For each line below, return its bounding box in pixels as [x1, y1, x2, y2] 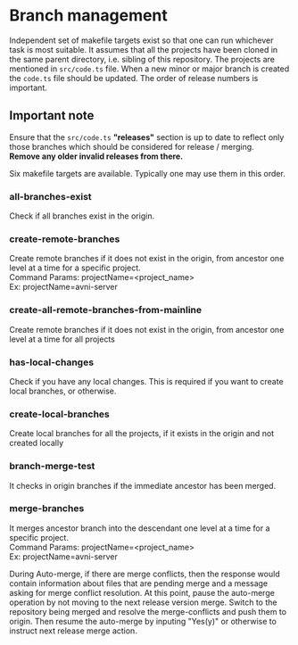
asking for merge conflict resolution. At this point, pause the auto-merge [9, 587, 275, 598]
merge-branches [9, 502, 85, 515]
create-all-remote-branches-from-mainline [9, 304, 203, 317]
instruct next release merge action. [9, 625, 138, 636]
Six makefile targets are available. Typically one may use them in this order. [9, 168, 286, 178]
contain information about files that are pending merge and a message [9, 577, 269, 589]
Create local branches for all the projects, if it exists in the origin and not [9, 428, 275, 439]
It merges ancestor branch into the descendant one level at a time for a [9, 523, 270, 533]
